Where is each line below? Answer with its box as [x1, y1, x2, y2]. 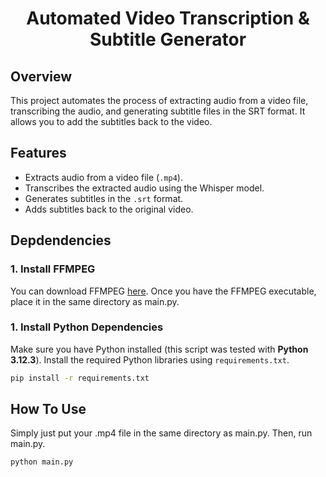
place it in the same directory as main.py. [10, 295, 180, 307]
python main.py [10, 457, 74, 467]
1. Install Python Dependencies [10, 320, 164, 334]
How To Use [10, 401, 87, 418]
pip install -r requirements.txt [10, 373, 150, 383]
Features [10, 145, 67, 162]
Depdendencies [10, 232, 112, 249]
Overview [10, 68, 73, 85]
